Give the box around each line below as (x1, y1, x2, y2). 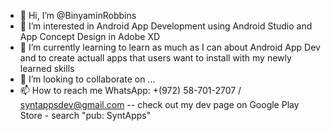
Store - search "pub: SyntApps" (19, 110, 152, 121)
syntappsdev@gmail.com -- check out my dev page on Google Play (19, 99, 300, 110)
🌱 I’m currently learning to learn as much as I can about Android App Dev (19, 41, 321, 53)
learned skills (19, 63, 75, 74)
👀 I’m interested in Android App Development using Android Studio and (19, 20, 313, 32)
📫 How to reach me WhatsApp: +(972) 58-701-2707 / (19, 85, 242, 96)
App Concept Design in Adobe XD (19, 31, 161, 42)
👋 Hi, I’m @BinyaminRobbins (19, 10, 137, 21)
